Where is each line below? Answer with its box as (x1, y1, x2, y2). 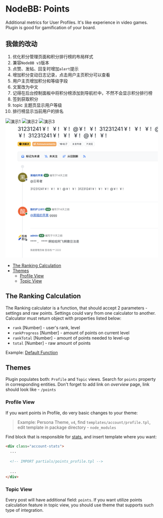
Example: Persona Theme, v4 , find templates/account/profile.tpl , (17, 419, 151, 425)
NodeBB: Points (5, 3, 70, 15)
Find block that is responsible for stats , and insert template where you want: (5, 434, 157, 439)
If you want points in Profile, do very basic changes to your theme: (5, 410, 138, 416)
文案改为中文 (12, 84, 38, 90)
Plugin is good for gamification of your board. (5, 24, 96, 30)
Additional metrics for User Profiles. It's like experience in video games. (5, 19, 148, 25)
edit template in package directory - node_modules (17, 424, 117, 430)
